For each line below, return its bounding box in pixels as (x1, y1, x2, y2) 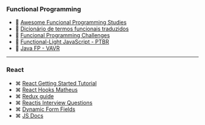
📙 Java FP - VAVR (15, 45, 60, 52)
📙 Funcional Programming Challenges (15, 32, 110, 39)
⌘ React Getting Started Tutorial (15, 79, 97, 87)
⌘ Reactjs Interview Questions (15, 99, 93, 106)
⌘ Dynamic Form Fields (15, 105, 76, 113)
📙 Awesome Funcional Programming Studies (15, 19, 127, 26)
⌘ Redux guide (15, 92, 54, 99)
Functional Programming (6, 5, 81, 13)
